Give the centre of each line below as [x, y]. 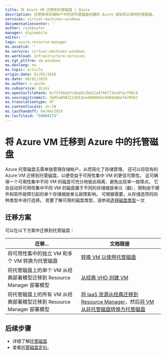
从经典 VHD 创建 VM [104, 278]
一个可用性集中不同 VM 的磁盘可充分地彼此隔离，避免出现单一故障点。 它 [84, 181]
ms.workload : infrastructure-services [45, 56]
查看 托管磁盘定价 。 [32, 348]
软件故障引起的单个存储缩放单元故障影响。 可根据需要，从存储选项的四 [86, 194]
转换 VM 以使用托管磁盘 [108, 257]
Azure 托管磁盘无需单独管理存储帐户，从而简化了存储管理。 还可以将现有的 [82, 169]
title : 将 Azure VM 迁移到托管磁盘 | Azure [48, 10]
